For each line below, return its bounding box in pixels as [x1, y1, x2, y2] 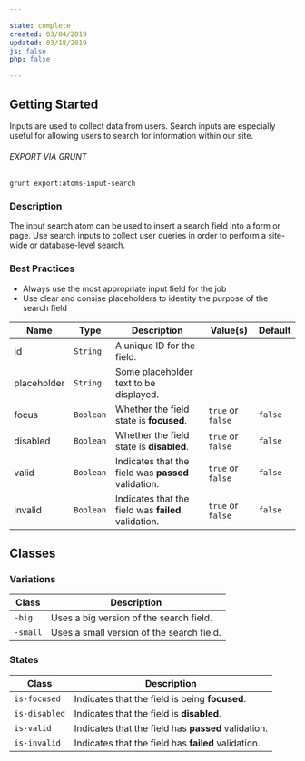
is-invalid [14, 737, 61, 748]
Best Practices [9, 262, 75, 275]
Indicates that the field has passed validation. [74, 722, 268, 735]
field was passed [114, 466, 189, 479]
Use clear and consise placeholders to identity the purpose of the [22, 292, 269, 304]
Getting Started [9, 96, 99, 112]
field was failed [114, 503, 182, 516]
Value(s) [210, 324, 248, 337]
